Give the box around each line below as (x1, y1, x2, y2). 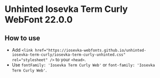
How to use (4, 34, 40, 42)
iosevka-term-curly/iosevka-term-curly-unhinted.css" (11, 52, 126, 57)
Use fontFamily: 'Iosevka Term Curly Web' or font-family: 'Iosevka (11, 62, 155, 68)
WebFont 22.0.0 (4, 14, 73, 25)
